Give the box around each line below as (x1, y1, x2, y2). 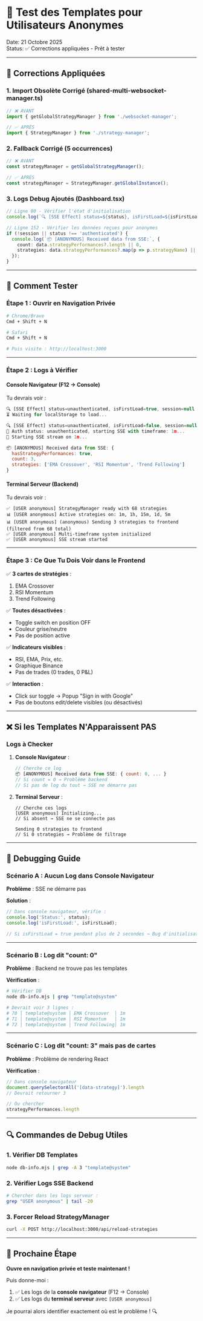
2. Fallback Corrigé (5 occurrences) (6, 145, 113, 153)
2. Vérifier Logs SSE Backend (6, 1179, 94, 1187)
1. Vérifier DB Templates (6, 1151, 79, 1159)
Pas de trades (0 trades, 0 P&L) (14, 668, 94, 675)
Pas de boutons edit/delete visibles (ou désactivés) (14, 698, 143, 706)
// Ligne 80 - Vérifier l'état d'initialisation (6, 208, 131, 214)
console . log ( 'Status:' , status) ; (6, 914, 91, 920)
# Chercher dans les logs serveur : (6, 1192, 98, 1199)
